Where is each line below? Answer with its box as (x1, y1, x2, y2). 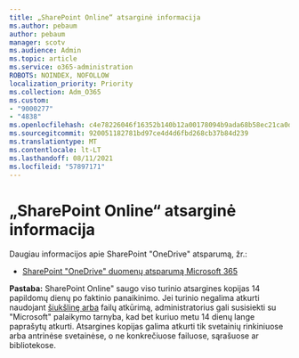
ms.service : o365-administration (9, 63, 133, 72)
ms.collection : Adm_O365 (9, 87, 101, 96)
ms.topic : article (9, 54, 77, 63)
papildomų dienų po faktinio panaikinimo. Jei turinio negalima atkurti (9, 293, 260, 304)
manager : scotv (9, 37, 66, 47)
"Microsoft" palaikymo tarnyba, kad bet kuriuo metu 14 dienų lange (9, 312, 255, 322)
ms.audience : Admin (9, 46, 82, 55)
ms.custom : (9, 95, 50, 105)
